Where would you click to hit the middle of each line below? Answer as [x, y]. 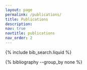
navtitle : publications [30, 33]
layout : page [19, 10]
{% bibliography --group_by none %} [44, 62]
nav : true [16, 29]
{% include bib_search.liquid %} [38, 52]
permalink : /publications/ [33, 15]
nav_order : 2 [19, 38]
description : [19, 24]
